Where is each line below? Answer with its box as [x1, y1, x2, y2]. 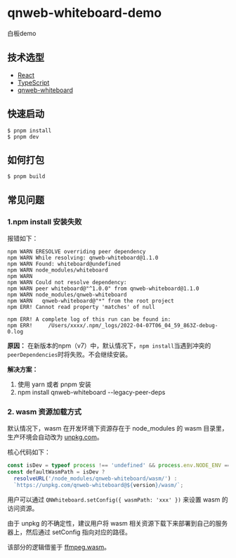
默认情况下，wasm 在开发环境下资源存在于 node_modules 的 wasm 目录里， [7, 424, 228, 433]
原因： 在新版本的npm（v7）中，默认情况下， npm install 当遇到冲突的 [7, 341, 211, 350]
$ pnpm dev [7, 133, 39, 140]
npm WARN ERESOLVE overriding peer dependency [7, 248, 146, 255]
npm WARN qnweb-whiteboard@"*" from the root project [7, 298, 174, 305]
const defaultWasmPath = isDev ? [7, 469, 105, 476]
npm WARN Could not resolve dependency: [7, 279, 128, 286]
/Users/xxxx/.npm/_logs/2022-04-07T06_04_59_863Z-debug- [48, 322, 218, 329]
